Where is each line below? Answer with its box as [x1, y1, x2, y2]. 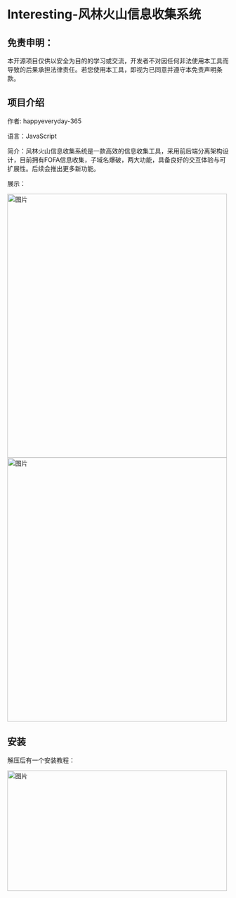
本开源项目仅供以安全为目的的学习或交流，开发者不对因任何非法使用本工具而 [7, 57, 229, 65]
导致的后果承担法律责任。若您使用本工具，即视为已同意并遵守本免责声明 [7, 65, 216, 74]
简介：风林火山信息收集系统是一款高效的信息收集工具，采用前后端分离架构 [7, 146, 223, 155]
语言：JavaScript [7, 132, 58, 140]
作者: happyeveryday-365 [7, 117, 82, 125]
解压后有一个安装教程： [7, 756, 75, 764]
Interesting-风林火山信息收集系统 [7, 6, 202, 23]
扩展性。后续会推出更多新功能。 [7, 164, 100, 172]
